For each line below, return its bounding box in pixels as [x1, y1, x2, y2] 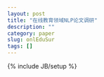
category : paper [7, 29, 55, 37]
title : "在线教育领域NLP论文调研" [7, 17, 98, 24]
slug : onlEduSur [7, 36, 55, 43]
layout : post [7, 10, 46, 17]
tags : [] [7, 43, 33, 50]
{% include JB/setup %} [7, 62, 77, 70]
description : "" [7, 23, 55, 30]
